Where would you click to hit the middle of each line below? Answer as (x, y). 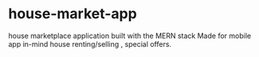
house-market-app (73, 14)
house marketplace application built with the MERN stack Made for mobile (130, 36)
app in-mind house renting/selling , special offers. (90, 44)
